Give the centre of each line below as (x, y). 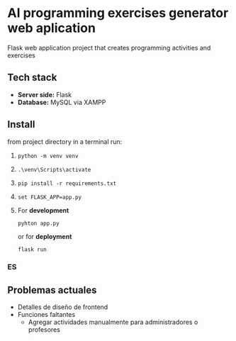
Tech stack (32, 78)
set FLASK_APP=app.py (49, 197)
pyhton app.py (38, 223)
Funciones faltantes (46, 315)
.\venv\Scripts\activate (54, 169)
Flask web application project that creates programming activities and (109, 47)
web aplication (51, 28)
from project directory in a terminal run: (65, 141)
